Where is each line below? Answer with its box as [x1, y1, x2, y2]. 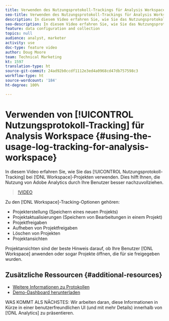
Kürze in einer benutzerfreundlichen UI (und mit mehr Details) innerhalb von [5, 304, 162, 311]
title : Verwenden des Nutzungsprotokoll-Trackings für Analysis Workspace [5, 7, 165, 13]
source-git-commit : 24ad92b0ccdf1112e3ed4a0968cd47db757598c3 [5, 69, 138, 74]
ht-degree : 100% [5, 82, 39, 87]
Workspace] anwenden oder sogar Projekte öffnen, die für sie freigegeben [5, 251, 160, 257]
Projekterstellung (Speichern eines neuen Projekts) [12, 208, 118, 215]
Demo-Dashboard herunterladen [12, 289, 80, 296]
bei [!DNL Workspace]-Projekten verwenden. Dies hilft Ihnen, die [26, 174, 160, 180]
